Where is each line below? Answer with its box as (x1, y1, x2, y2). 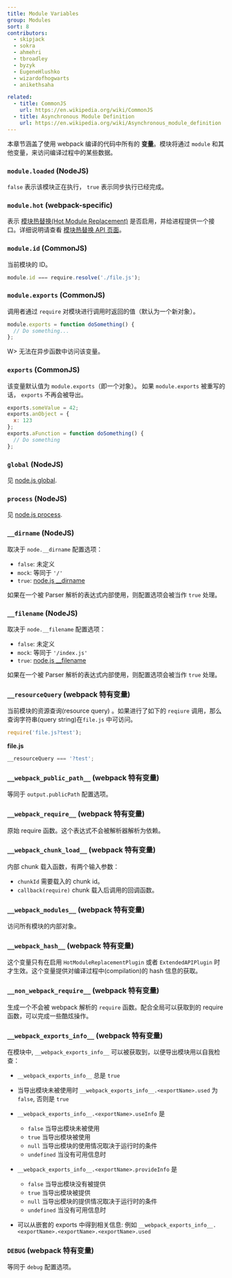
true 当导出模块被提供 (27, 1188, 91, 1197)
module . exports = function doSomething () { (7, 321, 135, 328)
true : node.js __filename (17, 656, 87, 664)
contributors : (7, 29, 48, 37)
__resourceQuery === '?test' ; (7, 755, 95, 763)
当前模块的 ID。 (7, 260, 52, 268)
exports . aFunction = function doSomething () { (7, 430, 144, 438)
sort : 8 (7, 23, 30, 30)
